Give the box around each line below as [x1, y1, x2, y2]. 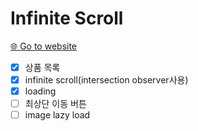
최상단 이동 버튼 [24, 98, 87, 110]
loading [24, 85, 57, 97]
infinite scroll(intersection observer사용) [24, 74, 189, 86]
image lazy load [24, 109, 91, 121]
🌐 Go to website [10, 40, 78, 52]
